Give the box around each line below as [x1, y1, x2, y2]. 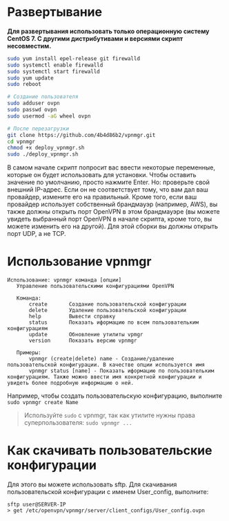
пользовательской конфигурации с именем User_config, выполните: [7, 488, 209, 496]
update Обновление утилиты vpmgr [28, 331, 143, 338]
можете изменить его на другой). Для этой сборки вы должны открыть [7, 222, 219, 230]
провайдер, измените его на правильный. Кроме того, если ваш [7, 193, 197, 201]
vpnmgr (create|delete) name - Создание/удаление [28, 356, 175, 363]
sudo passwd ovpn [7, 107, 57, 113]
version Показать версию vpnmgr [28, 337, 137, 345]
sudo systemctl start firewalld [7, 68, 100, 75]
